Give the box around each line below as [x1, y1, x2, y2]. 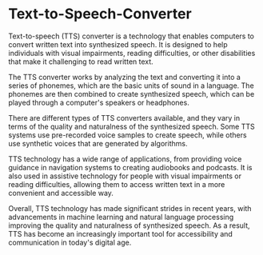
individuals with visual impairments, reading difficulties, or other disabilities [8, 48, 256, 58]
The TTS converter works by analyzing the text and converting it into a [8, 72, 241, 82]
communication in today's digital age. [8, 237, 132, 247]
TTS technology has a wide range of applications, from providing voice [8, 153, 242, 164]
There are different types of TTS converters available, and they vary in [8, 113, 241, 122]
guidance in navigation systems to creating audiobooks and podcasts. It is [8, 162, 253, 172]
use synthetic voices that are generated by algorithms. [8, 138, 188, 148]
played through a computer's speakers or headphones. [8, 98, 189, 107]
